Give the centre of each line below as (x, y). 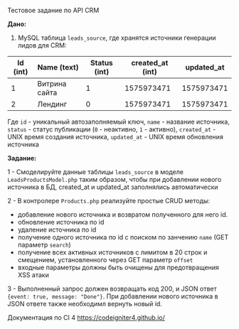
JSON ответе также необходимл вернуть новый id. (85, 304)
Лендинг (52, 104)
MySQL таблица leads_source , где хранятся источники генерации (117, 38)
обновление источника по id (61, 222)
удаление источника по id (57, 230)
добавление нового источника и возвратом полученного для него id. (123, 215)
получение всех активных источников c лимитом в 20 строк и (112, 252)
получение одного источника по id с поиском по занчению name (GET (123, 237)
